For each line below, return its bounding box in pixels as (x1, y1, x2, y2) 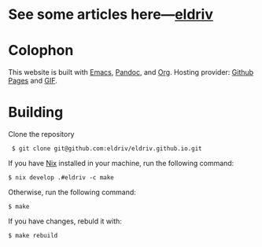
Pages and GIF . (8, 76, 57, 86)
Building (8, 104, 64, 121)
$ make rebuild (8, 232, 58, 240)
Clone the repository (8, 130, 75, 139)
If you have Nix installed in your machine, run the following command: (8, 159, 234, 168)
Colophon (8, 42, 74, 60)
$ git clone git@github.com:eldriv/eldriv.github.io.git (11, 145, 202, 153)
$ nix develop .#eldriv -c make (8, 174, 114, 182)
